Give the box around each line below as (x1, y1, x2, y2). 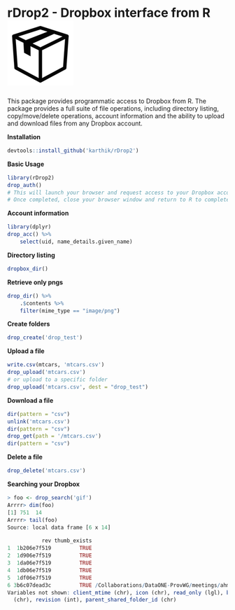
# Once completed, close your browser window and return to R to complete (7, 196, 230, 204)
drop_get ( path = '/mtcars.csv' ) (7, 433, 101, 440)
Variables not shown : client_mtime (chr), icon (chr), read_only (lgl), (7, 589, 224, 596)
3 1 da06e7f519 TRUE (7, 560, 92, 567)
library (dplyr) (7, 223, 52, 230)
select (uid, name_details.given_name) (20, 238, 133, 246)
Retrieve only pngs (7, 278, 64, 286)
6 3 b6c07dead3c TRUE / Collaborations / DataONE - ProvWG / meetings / (7, 581, 220, 589)
